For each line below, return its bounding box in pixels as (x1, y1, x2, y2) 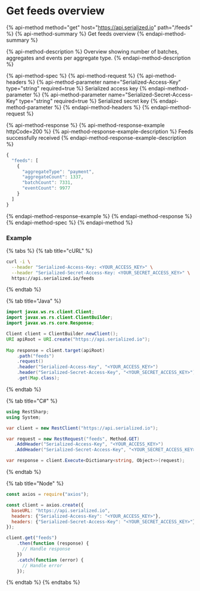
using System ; (6, 414, 42, 420)
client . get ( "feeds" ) (6, 535, 58, 541)
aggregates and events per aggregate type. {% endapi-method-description (6, 54, 191, 61)
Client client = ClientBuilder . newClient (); (6, 331, 118, 337)
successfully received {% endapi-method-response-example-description (6, 134, 186, 141)
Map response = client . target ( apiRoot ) (6, 347, 105, 353)
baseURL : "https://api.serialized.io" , (11, 507, 111, 514)
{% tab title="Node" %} (6, 480, 64, 487)
